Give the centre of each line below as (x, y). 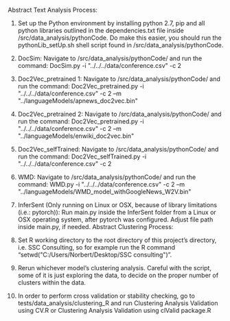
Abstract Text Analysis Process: (53, 10)
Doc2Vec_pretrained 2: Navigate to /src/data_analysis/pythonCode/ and (119, 114)
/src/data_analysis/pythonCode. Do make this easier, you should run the (119, 38)
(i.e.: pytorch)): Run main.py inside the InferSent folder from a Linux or (117, 212)
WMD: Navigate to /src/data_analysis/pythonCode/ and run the (107, 177)
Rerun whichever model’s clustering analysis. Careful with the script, (115, 268)
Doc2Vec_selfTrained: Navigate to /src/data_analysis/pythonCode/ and (118, 149)
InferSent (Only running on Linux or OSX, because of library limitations (117, 205)
